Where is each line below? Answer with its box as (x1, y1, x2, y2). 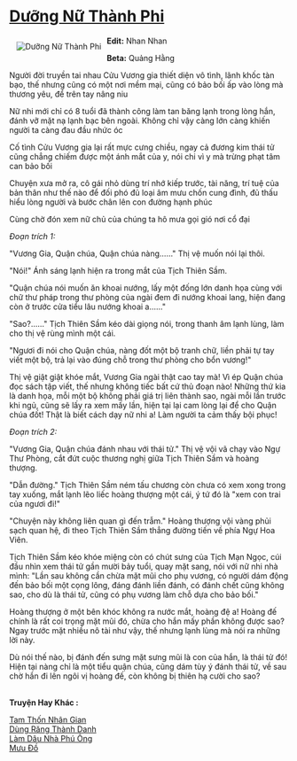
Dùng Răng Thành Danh (9, 724, 97, 734)
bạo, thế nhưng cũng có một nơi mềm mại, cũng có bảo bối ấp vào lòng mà (9, 79, 284, 89)
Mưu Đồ (9, 742, 39, 753)
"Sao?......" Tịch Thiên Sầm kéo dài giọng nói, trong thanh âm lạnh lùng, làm (9, 318, 285, 329)
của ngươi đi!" (9, 498, 60, 509)
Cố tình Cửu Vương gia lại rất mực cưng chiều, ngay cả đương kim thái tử (9, 142, 275, 152)
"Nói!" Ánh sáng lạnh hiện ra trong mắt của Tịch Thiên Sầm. (9, 265, 228, 276)
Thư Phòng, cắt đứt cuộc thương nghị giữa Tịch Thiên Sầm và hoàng (9, 453, 260, 463)
